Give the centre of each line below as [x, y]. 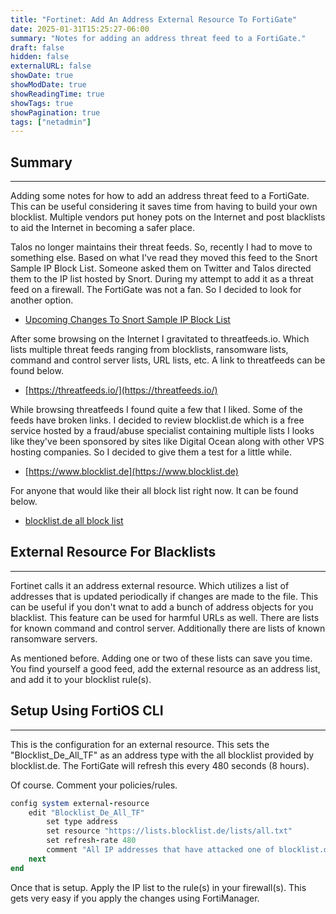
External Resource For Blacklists [113, 552]
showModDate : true [48, 85]
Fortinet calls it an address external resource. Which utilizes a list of [150, 585]
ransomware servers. [54, 638]
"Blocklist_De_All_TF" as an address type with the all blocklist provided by [162, 755]
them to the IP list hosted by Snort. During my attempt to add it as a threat [162, 279]
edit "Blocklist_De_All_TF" [86, 812]
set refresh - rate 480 [91, 841]
